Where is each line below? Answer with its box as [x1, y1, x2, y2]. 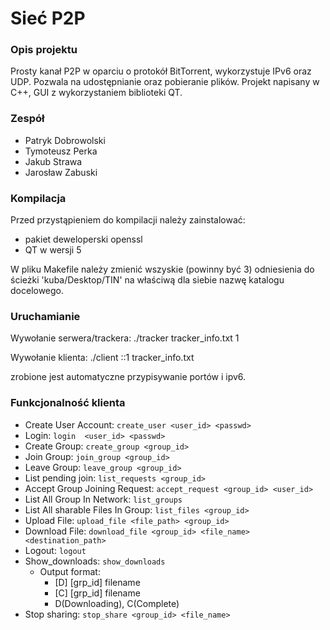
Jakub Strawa [24, 155, 83, 167]
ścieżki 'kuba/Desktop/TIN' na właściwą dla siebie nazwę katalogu [10, 274, 285, 286]
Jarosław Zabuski [24, 166, 98, 178]
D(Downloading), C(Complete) [54, 597, 180, 609]
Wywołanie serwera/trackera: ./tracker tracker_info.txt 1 [10, 332, 240, 344]
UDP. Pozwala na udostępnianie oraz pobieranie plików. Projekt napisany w [10, 76, 320, 88]
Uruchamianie [10, 310, 81, 323]
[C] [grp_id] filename [54, 587, 141, 599]
